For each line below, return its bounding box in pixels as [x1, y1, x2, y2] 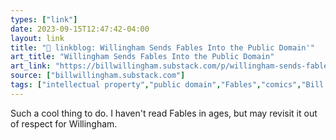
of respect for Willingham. [10, 117, 118, 130]
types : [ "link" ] [10, 14, 78, 25]
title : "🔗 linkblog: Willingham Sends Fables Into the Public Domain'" [10, 42, 315, 53]
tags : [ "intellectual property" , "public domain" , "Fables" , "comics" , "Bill [10, 80, 325, 90]
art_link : [10, 61, 52, 71]
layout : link [10, 33, 65, 43]
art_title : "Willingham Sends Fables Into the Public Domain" [10, 52, 275, 62]
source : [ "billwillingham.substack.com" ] [10, 71, 186, 81]
